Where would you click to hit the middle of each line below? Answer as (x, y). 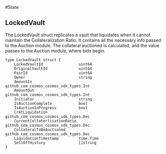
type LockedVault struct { (33, 60)
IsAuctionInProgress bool (51, 108)
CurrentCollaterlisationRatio (45, 121)
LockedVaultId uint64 (53, 64)
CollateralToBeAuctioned (40, 130)
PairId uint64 (53, 73)
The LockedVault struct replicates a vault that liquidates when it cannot (78, 35)
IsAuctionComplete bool (51, 103)
